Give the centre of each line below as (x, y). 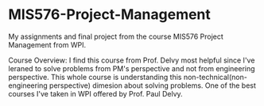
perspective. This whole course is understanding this (95, 77)
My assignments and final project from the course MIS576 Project (116, 36)
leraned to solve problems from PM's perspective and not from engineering (132, 68)
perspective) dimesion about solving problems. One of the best (153, 85)
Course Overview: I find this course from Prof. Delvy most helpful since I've (132, 60)
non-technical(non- (215, 77)
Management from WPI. (47, 44)
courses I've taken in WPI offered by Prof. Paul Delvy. (95, 93)
